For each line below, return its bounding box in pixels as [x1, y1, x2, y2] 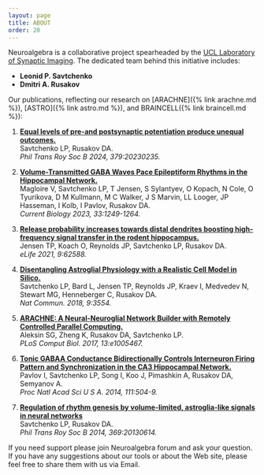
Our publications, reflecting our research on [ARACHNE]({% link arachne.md [8, 95, 257, 105]
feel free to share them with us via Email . [8, 460, 140, 469]
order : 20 [8, 26, 41, 34]
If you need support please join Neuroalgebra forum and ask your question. [8, 443, 253, 453]
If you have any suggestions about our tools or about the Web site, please [8, 451, 248, 461]
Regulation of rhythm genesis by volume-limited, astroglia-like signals [19, 403, 255, 412]
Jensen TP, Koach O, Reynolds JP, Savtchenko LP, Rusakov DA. [19, 241, 227, 250]
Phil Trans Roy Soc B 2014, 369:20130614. [19, 428, 158, 437]
